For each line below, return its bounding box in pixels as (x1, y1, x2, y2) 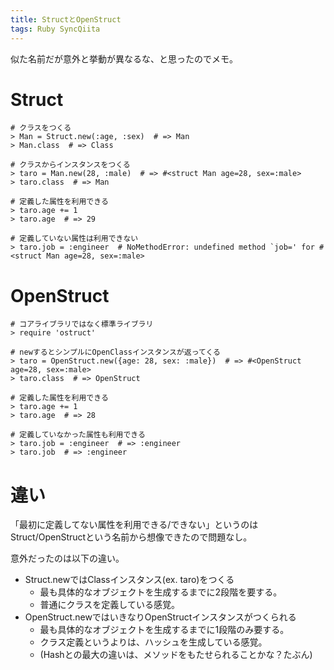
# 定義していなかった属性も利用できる (10, 430, 146, 440)
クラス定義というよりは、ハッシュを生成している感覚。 (39, 636, 268, 648)
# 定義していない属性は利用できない (10, 234, 139, 244)
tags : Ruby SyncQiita (10, 24, 101, 34)
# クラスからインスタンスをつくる (10, 160, 131, 170)
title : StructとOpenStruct (10, 14, 122, 25)
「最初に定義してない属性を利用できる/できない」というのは (10, 519, 259, 531)
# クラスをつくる (10, 123, 72, 133)
